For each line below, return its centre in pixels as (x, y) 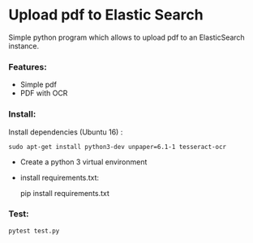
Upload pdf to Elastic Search (106, 15)
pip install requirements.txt (64, 193)
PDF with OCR (44, 93)
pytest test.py (34, 231)
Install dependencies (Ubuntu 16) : (66, 132)
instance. (24, 45)
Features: (28, 66)
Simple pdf (38, 85)
